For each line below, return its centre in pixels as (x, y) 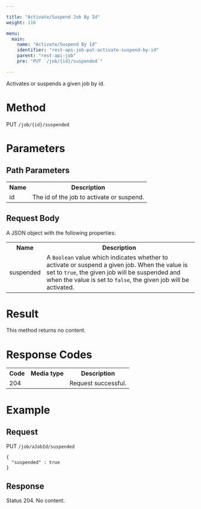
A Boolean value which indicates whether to (107, 257)
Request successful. (98, 383)
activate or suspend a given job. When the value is (117, 265)
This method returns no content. (46, 331)
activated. (60, 287)
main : (19, 39)
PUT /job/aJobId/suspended (40, 446)
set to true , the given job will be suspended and (113, 272)
